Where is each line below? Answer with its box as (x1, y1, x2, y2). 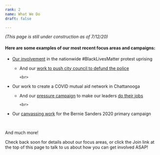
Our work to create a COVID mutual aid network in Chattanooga (12, 83, 140, 89)
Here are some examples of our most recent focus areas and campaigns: (5, 45, 156, 51)
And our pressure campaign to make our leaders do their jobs (19, 93, 143, 98)
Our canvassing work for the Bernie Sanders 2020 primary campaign (12, 111, 151, 116)
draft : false (5, 16, 32, 21)
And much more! (5, 130, 39, 136)
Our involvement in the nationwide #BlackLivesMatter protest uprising (12, 56, 153, 61)
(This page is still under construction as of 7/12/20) (5, 34, 108, 39)
